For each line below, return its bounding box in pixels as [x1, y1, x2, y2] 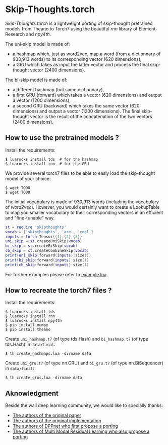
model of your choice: [5, 175, 51, 181]
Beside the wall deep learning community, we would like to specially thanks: [5, 402, 163, 409]
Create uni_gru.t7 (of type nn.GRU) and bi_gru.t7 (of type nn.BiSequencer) [5, 360, 164, 366]
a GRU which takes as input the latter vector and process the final [12, 61, 149, 67]
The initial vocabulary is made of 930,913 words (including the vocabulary [5, 199, 159, 205]
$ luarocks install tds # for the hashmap [5, 157, 98, 162]
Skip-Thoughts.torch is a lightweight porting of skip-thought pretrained [5, 20, 153, 26]
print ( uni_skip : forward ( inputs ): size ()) [5, 253, 92, 258]
